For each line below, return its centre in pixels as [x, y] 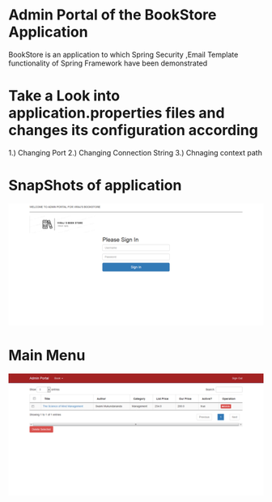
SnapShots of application [95, 186]
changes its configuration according [134, 130]
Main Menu [47, 356]
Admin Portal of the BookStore [113, 15]
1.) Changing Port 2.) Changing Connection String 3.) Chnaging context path [136, 152]
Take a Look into [64, 96]
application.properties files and [117, 113]
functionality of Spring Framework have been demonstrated [108, 63]
